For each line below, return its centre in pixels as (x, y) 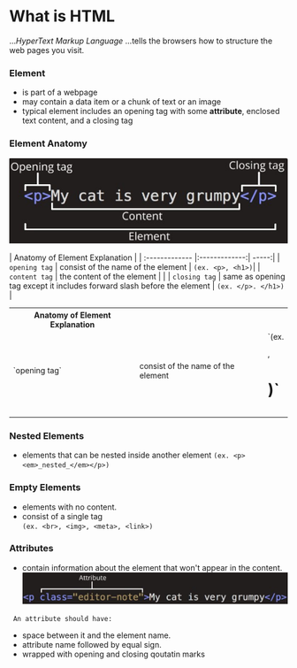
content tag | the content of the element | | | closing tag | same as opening (147, 277)
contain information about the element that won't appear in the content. (152, 567)
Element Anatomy (49, 143)
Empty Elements (45, 488)
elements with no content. (69, 507)
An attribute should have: (63, 619)
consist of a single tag (62, 516)
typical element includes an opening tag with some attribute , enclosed (151, 111)
